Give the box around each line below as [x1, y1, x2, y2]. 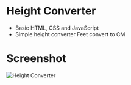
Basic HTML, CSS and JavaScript [15, 24, 99, 31]
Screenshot [6, 52, 66, 66]
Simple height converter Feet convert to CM [15, 30, 126, 37]
